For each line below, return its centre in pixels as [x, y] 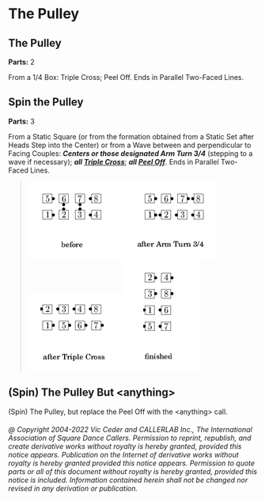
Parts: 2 [22, 62]
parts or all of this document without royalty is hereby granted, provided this [133, 472]
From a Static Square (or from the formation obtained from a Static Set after [131, 136]
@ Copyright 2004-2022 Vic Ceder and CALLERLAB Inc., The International [131, 430]
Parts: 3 [22, 121]
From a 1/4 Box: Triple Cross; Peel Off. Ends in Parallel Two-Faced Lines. [126, 77]
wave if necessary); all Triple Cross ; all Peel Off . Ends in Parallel [114, 161]
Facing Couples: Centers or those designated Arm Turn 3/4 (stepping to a [131, 153]
